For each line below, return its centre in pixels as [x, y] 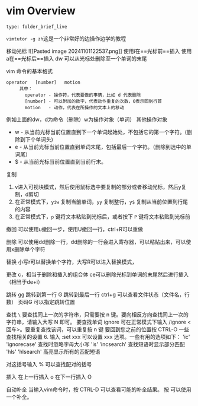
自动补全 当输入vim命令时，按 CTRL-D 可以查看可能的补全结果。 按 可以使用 [99, 389]
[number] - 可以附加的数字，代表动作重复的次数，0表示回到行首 [93, 101]
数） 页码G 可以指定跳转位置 [41, 302]
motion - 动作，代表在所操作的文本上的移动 [74, 107]
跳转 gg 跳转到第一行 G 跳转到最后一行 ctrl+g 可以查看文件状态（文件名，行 [98, 294]
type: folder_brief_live [37, 27]
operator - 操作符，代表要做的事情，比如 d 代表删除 [83, 95]
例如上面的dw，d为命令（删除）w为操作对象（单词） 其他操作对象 [87, 119]
